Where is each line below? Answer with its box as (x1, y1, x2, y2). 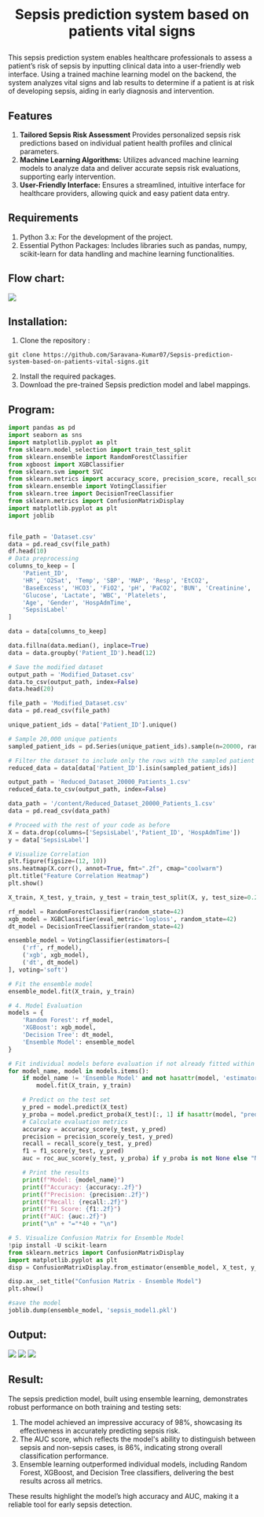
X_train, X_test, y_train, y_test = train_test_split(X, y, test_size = (8, 894, 247, 901)
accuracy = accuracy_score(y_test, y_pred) (22, 1125, 167, 1133)
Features (8, 109, 53, 123)
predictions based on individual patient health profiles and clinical (19, 139, 233, 147)
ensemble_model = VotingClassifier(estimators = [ (8, 937, 170, 945)
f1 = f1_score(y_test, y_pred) (22, 1147, 125, 1155)
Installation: (8, 315, 68, 328)
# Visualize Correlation (8, 850, 90, 858)
